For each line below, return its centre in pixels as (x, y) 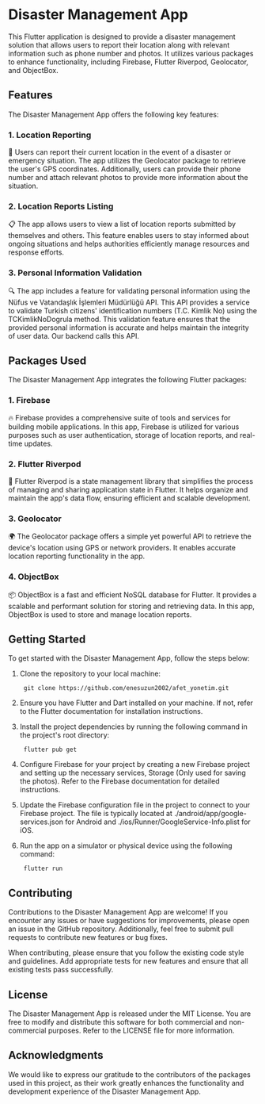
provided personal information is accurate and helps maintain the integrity (129, 328)
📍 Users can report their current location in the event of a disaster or (120, 152)
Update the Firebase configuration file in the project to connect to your (135, 805)
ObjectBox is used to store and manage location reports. (100, 614)
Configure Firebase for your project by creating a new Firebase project (135, 765)
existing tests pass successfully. (61, 970)
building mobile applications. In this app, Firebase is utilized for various (124, 427)
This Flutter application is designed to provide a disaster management (122, 36)
